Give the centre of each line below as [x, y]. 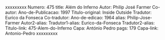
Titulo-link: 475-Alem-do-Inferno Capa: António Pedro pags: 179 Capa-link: [82, 28]
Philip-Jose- [140, 18]
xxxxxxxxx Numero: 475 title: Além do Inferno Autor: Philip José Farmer [78, 7]
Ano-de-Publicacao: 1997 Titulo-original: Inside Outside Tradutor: [85, 12]
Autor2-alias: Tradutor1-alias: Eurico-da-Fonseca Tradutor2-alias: [88, 23]
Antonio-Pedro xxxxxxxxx [31, 33]
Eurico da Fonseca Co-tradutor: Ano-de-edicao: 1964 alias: [66, 18]
